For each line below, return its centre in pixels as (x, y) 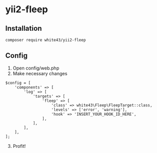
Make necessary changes (40, 73)
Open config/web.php (36, 68)
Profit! (19, 146)
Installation (24, 28)
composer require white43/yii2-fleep (46, 40)
